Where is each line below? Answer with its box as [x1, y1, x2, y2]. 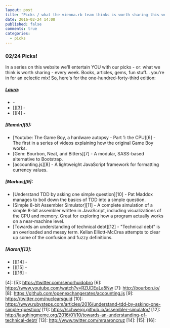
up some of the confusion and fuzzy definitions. [12, 235, 113, 241]
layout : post [5, 7, 33, 13]
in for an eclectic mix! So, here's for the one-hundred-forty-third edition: [5, 75, 156, 81]
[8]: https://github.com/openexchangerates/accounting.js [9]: [5, 290, 134, 297]
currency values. [12, 167, 48, 173]
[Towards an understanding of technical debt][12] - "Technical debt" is [12, 224, 160, 230]
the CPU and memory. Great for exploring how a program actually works [12, 213, 163, 219]
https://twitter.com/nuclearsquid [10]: [5, 296, 83, 302]
